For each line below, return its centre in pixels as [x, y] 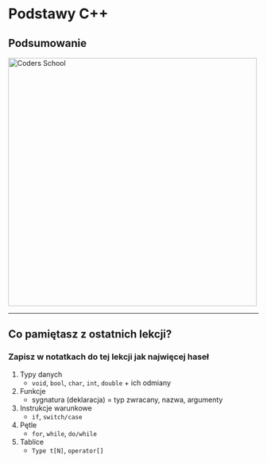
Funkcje [33, 391]
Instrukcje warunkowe [56, 408]
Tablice [32, 442]
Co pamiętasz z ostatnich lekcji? [90, 334]
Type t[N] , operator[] [68, 450]
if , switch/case [57, 416]
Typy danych [41, 374]
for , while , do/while [64, 433]
